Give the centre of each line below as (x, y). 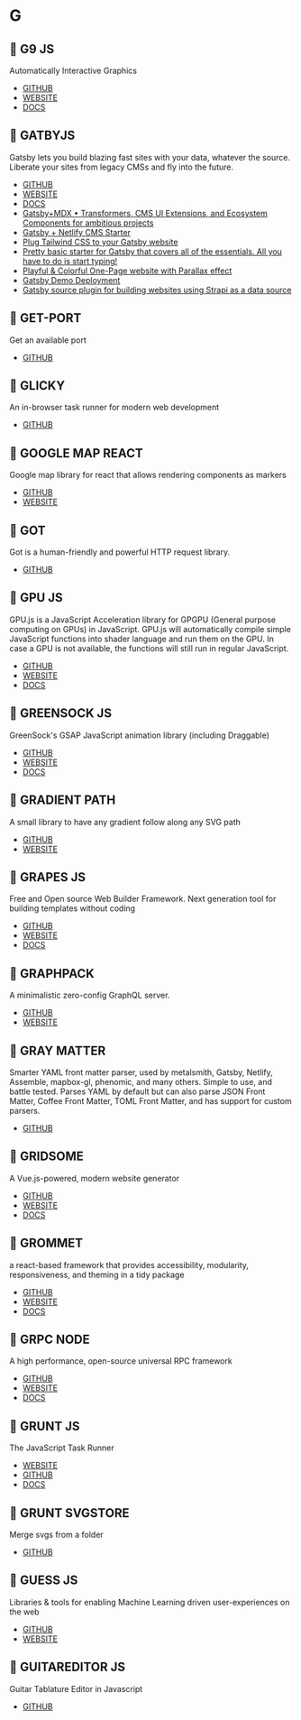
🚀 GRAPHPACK (52, 974)
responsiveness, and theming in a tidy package (97, 1274)
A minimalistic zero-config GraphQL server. (90, 995)
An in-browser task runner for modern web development (114, 408)
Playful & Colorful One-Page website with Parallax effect (127, 271)
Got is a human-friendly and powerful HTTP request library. (120, 552)
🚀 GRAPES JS (48, 877)
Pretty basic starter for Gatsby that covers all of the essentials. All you (152, 251)
